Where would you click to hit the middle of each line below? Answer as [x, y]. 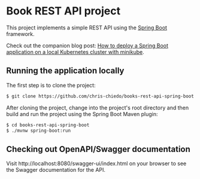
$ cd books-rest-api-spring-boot [48, 125]
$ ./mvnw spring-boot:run [38, 131]
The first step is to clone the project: [51, 85]
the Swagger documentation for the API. [56, 170]
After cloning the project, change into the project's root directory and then [98, 107]
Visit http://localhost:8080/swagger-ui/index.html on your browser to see [96, 163]
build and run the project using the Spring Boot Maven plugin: [82, 114]
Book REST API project [63, 11]
